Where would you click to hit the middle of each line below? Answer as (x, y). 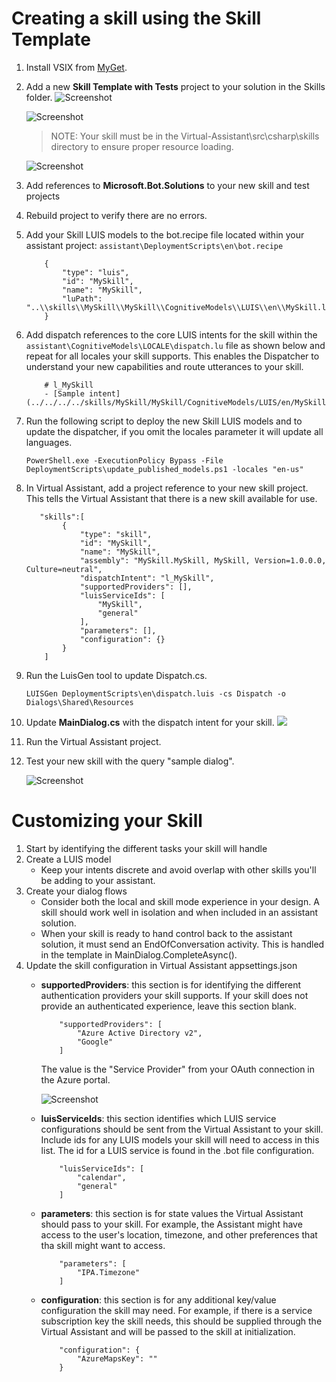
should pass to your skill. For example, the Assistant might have (171, 1224)
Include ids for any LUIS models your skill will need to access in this (180, 1139)
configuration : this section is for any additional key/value (158, 1299)
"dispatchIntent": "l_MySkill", (147, 578)
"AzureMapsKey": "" (117, 1358)
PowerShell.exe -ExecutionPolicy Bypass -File (124, 460)
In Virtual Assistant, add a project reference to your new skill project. (167, 488)
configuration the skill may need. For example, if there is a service (176, 1310)
